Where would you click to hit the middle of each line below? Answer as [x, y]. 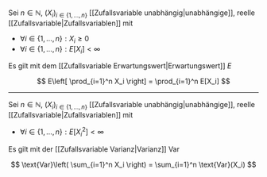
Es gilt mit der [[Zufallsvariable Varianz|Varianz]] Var [94, 149]
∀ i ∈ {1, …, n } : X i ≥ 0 [54, 39]
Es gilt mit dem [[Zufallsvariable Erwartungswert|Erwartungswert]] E [120, 66]
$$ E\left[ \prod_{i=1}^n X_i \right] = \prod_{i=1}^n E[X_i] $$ [133, 81]
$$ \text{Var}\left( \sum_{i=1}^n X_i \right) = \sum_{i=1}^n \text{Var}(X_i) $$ [133, 164]
